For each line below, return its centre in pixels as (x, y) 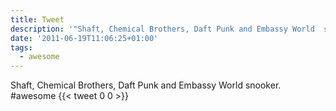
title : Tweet (37, 19)
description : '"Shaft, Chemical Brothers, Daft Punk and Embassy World (162, 29)
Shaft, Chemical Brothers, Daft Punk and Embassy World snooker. (146, 85)
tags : (21, 47)
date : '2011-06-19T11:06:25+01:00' (84, 38)
